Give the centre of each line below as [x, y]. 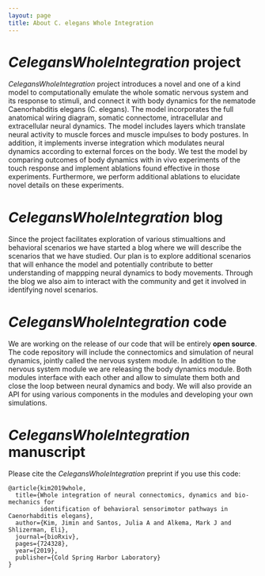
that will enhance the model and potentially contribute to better [111, 265]
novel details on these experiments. [66, 185]
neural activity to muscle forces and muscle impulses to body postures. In [129, 135]
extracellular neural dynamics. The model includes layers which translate [127, 126]
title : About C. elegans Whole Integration [81, 23]
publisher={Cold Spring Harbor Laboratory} [88, 558]
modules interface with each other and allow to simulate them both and [124, 378]
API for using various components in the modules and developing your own [131, 394]
